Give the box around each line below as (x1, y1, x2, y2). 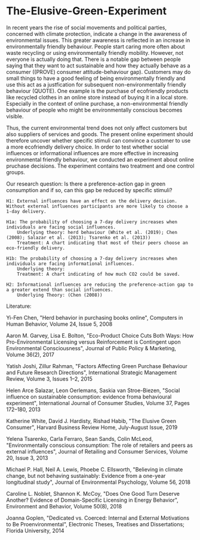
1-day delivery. (6, 208, 47, 214)
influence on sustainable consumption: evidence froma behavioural (6, 393, 172, 400)
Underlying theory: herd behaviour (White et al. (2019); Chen (17, 229, 178, 235)
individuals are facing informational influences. (6, 261, 135, 267)
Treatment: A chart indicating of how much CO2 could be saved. (17, 271, 180, 277)
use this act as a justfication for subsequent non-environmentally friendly (6, 81, 186, 88)
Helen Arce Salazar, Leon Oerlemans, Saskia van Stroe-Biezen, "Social (6, 387, 180, 394)
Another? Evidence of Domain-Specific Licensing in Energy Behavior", (6, 496, 179, 504)
